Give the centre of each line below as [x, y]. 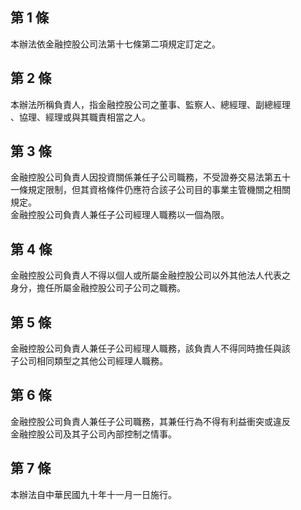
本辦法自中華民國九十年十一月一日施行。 [93, 494]
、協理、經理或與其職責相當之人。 [80, 117]
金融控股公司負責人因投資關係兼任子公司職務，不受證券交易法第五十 [150, 177]
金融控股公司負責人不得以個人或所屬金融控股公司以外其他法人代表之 [150, 275]
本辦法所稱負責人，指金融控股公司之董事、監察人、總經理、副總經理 [150, 104]
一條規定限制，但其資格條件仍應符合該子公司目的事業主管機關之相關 [150, 190]
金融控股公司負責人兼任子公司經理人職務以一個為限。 [120, 215]
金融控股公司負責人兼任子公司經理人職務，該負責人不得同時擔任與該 [150, 349]
